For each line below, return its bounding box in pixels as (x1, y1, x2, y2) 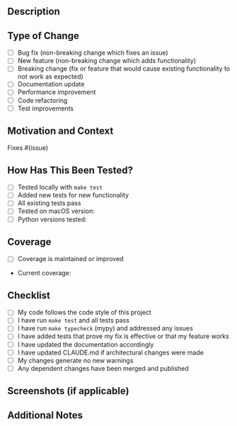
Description (7, 6, 60, 18)
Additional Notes (7, 409, 83, 421)
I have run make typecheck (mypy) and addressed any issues (17, 324, 193, 333)
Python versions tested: (17, 215, 87, 224)
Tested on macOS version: (17, 207, 96, 215)
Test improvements (17, 104, 74, 113)
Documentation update (17, 80, 85, 88)
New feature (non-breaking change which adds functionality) (17, 57, 197, 65)
